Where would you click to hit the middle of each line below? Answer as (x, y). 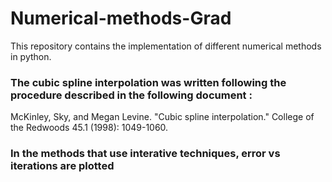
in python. (31, 56)
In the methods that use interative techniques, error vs (145, 154)
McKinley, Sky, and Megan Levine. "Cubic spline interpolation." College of (162, 117)
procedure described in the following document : (131, 95)
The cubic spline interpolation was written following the (148, 82)
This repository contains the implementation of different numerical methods (166, 46)
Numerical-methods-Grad (121, 18)
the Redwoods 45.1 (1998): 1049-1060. (89, 128)
